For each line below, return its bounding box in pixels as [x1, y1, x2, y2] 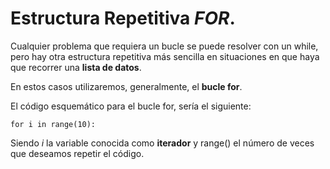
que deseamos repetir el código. [10, 147, 145, 159]
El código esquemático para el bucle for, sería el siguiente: [10, 100, 252, 112]
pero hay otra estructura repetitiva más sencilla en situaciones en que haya [10, 50, 320, 62]
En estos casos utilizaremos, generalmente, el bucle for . [10, 80, 243, 92]
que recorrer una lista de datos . [10, 61, 142, 73]
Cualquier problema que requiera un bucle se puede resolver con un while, [10, 40, 319, 52]
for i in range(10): [10, 119, 97, 129]
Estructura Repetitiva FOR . [10, 7, 236, 30]
